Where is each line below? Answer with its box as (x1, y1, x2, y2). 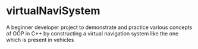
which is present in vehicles (6, 36, 74, 43)
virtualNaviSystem (6, 4, 100, 18)
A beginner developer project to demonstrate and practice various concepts (6, 24, 193, 31)
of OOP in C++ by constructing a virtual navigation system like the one (6, 30, 179, 37)
